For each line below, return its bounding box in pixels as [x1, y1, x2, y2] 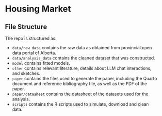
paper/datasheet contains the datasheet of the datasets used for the [12, 91, 149, 97]
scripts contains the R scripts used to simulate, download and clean [12, 101, 149, 107]
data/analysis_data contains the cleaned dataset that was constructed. [12, 55, 155, 61]
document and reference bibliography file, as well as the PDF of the [12, 81, 147, 87]
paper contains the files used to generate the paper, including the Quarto [12, 76, 157, 81]
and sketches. [12, 71, 40, 76]
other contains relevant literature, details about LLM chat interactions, [12, 65, 152, 71]
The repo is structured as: [5, 35, 57, 41]
